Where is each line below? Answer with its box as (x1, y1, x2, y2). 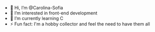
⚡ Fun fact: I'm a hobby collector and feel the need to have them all (10, 21, 150, 27)
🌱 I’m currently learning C (10, 15, 64, 21)
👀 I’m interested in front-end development (10, 10, 98, 16)
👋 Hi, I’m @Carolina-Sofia (10, 5, 63, 10)
